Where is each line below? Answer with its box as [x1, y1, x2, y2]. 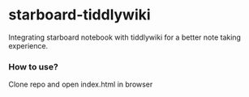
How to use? [8, 61, 58, 72]
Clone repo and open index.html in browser [8, 79, 153, 90]
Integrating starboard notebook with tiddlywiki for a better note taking [8, 32, 242, 42]
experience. [8, 40, 49, 50]
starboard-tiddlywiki [8, 6, 152, 24]
